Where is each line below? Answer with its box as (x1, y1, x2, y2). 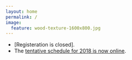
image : (5, 19, 22, 25)
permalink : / (5, 14, 38, 20)
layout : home (5, 8, 38, 15)
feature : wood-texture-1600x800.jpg (11, 25, 101, 31)
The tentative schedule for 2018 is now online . (14, 48, 126, 55)
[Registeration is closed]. (14, 41, 75, 48)
